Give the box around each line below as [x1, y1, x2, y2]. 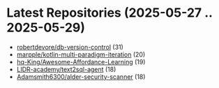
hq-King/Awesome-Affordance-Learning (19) [16, 57, 146, 66]
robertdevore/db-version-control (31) [16, 43, 123, 51]
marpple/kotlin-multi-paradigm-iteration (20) [16, 50, 146, 59]
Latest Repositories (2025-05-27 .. [6, 5, 213, 21]
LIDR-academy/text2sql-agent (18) [16, 65, 116, 73]
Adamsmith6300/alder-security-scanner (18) [16, 72, 146, 81]
